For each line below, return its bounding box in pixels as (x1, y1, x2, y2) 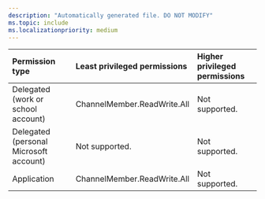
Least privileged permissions (75, 61, 188, 72)
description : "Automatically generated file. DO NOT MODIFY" (8, 11, 214, 20)
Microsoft (12, 146, 48, 157)
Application (12, 174, 54, 185)
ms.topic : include (8, 19, 69, 27)
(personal (12, 136, 48, 147)
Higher (196, 51, 223, 62)
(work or (12, 94, 44, 105)
